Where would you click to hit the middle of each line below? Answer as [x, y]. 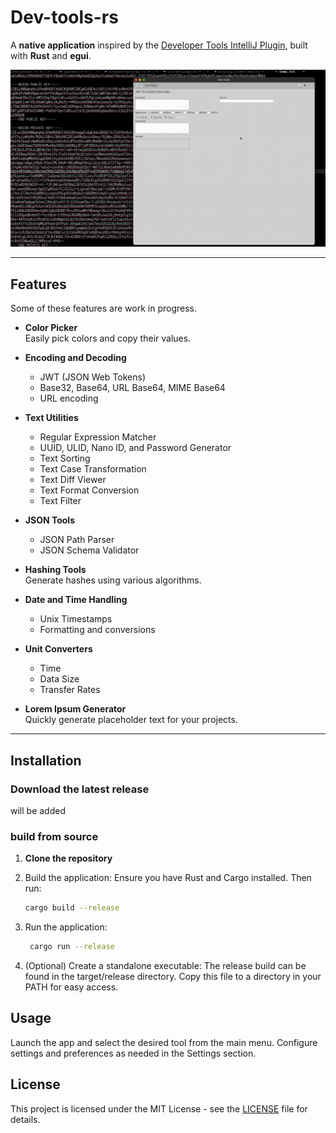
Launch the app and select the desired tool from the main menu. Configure [164, 1042]
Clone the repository [68, 858]
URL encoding [69, 398]
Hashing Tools [55, 570]
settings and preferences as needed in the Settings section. [133, 1053]
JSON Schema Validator [89, 550]
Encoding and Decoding [75, 358]
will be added [38, 810]
